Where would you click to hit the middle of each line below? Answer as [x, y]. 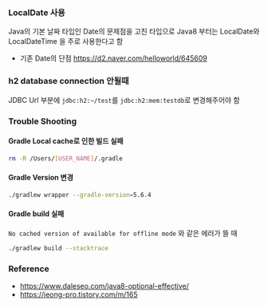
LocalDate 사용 [37, 12]
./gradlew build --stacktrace [59, 248]
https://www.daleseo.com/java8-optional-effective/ [104, 286]
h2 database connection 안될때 [69, 81]
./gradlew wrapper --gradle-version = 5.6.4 [80, 195]
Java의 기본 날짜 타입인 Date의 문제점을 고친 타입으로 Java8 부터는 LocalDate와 [134, 31]
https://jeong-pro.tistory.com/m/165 [79, 295]
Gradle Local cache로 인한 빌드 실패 [66, 141]
